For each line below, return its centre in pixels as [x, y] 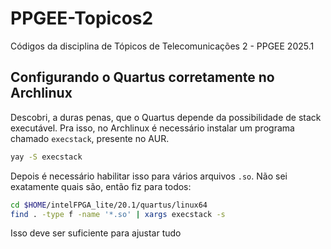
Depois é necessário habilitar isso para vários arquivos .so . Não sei [149, 176]
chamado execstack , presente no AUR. [90, 138]
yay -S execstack [46, 157]
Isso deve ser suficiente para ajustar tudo [96, 233]
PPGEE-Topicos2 [82, 18]
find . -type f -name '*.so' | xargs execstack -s [118, 214]
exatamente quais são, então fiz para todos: [101, 186]
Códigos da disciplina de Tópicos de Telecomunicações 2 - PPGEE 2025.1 [162, 46]
